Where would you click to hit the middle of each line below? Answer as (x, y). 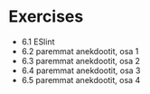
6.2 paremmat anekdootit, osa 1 (80, 51)
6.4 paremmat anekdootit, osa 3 (81, 70)
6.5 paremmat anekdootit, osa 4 (81, 80)
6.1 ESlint (38, 42)
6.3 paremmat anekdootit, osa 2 (81, 61)
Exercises (46, 17)
